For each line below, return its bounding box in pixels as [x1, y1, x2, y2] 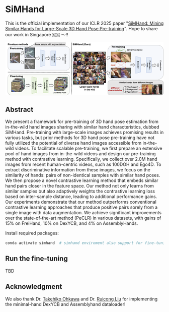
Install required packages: [5, 230, 59, 236]
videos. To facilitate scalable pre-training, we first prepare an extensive [15, 145, 162, 152]
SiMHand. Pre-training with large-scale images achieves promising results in [5, 130, 164, 136]
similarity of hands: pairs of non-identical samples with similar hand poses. [5, 172, 160, 178]
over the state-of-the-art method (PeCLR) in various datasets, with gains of [5, 215, 161, 221]
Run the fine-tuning [5, 255, 68, 263]
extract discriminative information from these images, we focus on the [5, 167, 151, 173]
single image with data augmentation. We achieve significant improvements [5, 210, 162, 216]
